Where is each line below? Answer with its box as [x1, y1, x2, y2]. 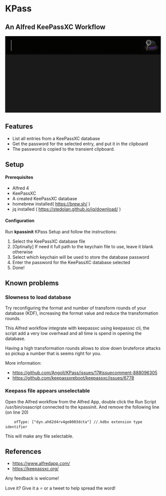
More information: [5, 360, 42, 366]
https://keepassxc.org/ [12, 466, 59, 472]
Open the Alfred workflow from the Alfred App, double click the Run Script [5, 398, 157, 404]
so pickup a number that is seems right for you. [5, 350, 101, 357]
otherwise [12, 249, 33, 255]
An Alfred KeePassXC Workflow [5, 23, 106, 31]
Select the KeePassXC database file [12, 238, 85, 244]
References [5, 447, 41, 456]
